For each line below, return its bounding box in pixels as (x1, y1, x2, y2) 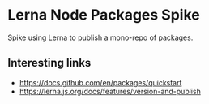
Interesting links (7, 56, 92, 70)
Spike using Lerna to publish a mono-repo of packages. (7, 32, 194, 42)
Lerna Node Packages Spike (7, 6, 200, 24)
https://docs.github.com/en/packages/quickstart (19, 77, 182, 87)
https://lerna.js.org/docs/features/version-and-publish (19, 86, 202, 96)
